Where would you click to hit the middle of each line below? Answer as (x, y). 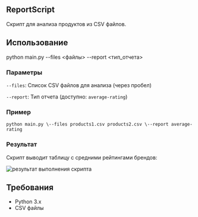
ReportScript (31, 10)
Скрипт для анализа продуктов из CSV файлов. (66, 24)
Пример (19, 112)
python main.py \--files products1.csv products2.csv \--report (87, 125)
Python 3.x (28, 202)
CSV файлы (29, 208)
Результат (22, 145)
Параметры (24, 72)
